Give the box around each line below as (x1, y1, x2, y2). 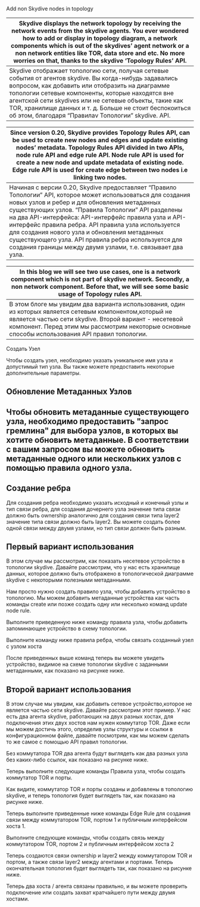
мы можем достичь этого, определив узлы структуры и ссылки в (6, 726, 173, 733)
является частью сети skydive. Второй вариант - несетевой (9, 315, 183, 323)
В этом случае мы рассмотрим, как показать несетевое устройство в (6, 557, 185, 564)
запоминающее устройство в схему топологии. (6, 625, 127, 632)
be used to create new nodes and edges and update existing (12, 136, 188, 144)
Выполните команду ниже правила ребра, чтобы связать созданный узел (6, 637, 194, 644)
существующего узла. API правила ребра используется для (9, 236, 183, 243)
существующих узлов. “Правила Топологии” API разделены (9, 206, 183, 214)
